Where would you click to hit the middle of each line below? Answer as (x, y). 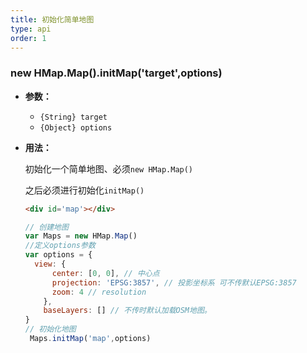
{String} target (73, 117)
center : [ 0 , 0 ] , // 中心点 (105, 273)
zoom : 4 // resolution (99, 292)
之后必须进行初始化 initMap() (84, 190)
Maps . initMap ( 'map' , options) (90, 339)
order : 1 (28, 38)
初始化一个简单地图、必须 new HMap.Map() (109, 168)
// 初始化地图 (50, 329)
